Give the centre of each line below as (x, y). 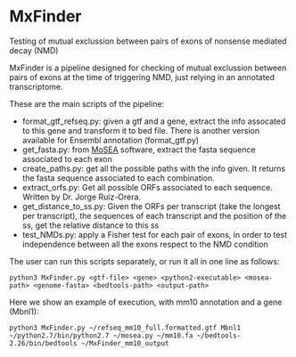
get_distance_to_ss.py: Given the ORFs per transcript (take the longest (151, 206)
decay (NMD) (34, 50)
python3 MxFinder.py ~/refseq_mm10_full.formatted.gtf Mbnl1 (125, 328)
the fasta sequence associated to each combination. (119, 178)
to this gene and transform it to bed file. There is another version (141, 130)
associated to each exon (67, 158)
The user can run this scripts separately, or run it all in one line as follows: (144, 261)
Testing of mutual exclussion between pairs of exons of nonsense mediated (148, 41)
